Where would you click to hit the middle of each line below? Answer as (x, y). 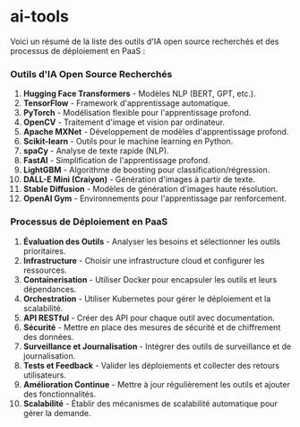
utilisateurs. (44, 375)
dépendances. (50, 289)
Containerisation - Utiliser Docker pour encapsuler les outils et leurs (150, 279)
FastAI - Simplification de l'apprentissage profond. (116, 161)
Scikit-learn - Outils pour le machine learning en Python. (128, 142)
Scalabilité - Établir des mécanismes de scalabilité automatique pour (150, 403)
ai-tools (40, 17)
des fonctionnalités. (60, 394)
